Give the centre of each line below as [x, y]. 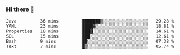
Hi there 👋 [21, 9]
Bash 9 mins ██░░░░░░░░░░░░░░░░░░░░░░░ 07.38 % [90, 42]
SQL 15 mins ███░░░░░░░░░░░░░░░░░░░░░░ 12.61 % [90, 36]
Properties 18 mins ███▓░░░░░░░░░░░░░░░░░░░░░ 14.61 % [90, 31]
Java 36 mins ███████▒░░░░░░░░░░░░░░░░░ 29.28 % [90, 21]
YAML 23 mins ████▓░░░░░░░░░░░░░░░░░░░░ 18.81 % [90, 26]
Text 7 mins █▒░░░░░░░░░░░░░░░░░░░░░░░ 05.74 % [90, 47]
